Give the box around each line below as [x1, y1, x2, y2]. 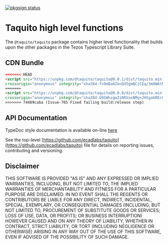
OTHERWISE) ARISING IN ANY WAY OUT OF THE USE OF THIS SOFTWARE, [5, 228, 161, 234]
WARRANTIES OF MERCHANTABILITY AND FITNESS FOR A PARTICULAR [5, 186, 156, 192]
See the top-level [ [5, 137, 43, 143]
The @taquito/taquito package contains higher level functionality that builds [5, 39, 163, 45]
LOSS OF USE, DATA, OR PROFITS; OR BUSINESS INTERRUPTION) [5, 212, 142, 218]
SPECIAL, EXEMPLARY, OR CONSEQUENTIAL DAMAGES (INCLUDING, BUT [5, 202, 161, 208]
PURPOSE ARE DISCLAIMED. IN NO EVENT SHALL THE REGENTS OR [5, 191, 148, 197]
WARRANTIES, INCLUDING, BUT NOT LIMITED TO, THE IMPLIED [5, 180, 138, 186]
